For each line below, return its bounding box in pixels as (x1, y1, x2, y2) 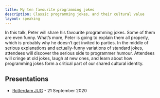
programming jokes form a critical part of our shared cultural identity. (5, 60, 143, 66)
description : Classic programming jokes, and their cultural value (5, 12, 145, 17)
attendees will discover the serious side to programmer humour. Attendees (5, 50, 155, 56)
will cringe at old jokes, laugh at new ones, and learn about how (5, 56, 133, 61)
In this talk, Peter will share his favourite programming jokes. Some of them (5, 30, 156, 36)
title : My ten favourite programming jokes (5, 7, 95, 12)
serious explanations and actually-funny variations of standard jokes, (5, 45, 143, 51)
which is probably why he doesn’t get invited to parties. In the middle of (5, 40, 149, 46)
